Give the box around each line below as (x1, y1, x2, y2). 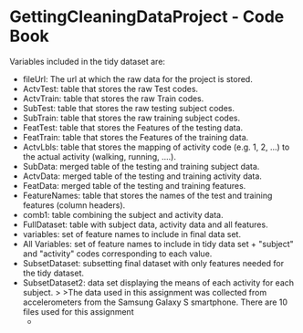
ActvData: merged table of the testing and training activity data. (22, 171, 263, 182)
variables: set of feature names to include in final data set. (22, 228, 242, 239)
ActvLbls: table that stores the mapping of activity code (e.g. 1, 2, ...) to (22, 141, 290, 152)
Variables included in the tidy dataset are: (9, 56, 166, 67)
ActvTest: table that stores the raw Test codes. (22, 83, 199, 94)
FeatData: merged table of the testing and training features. (22, 180, 246, 191)
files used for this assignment (22, 306, 134, 317)
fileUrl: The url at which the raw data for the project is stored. (22, 73, 253, 84)
